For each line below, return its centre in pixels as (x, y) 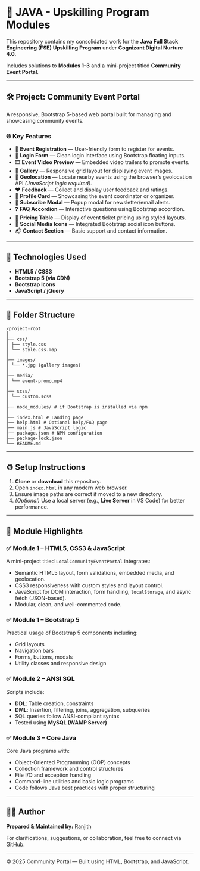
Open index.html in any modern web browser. (71, 488)
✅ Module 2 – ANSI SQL (41, 679)
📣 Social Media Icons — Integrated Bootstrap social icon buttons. (95, 224)
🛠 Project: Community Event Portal (73, 97)
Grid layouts (29, 644)
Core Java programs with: (38, 751)
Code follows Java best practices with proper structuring (85, 788)
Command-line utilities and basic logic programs (74, 782)
